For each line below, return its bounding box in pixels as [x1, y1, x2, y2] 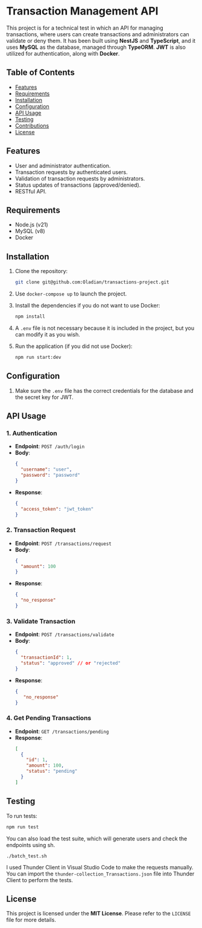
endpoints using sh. [6, 841, 55, 848]
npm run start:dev [14, 354, 62, 360]
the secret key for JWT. [14, 393, 74, 401]
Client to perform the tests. [6, 876, 74, 883]
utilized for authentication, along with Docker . [6, 50, 120, 57]
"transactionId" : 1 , [21, 654, 72, 661]
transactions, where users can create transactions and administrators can [6, 30, 190, 37]
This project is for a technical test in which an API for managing [6, 24, 164, 31]
